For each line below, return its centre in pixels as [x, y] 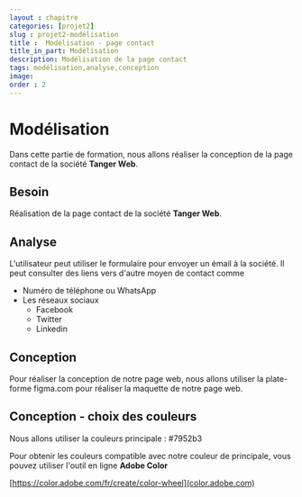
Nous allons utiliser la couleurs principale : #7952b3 [106, 438]
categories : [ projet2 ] [52, 26]
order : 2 [28, 85]
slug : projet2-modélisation [64, 34]
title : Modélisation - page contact [82, 43]
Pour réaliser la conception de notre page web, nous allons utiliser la [137, 379]
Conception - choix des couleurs [103, 416]
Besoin [29, 191]
